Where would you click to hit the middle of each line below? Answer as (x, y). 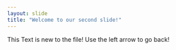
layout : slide (28, 13)
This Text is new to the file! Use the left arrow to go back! (88, 39)
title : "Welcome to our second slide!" (65, 20)
